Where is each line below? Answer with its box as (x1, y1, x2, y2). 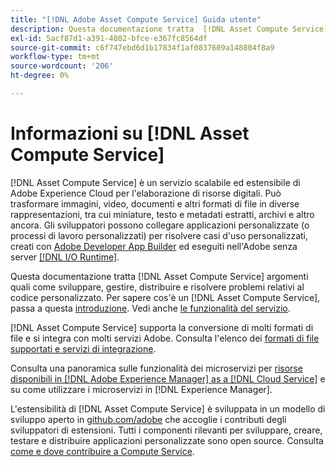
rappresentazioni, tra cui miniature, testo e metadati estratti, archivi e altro (10, 208, 315, 220)
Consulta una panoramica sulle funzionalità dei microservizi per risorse (10, 362, 303, 374)
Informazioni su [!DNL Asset (10, 122, 250, 145)
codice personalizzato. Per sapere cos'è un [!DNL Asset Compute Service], (10, 291, 321, 303)
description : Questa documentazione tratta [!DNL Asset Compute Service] (10, 24, 329, 34)
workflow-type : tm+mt (10, 52, 101, 62)
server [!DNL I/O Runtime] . (10, 251, 120, 263)
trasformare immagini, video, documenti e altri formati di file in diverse (10, 197, 300, 210)
